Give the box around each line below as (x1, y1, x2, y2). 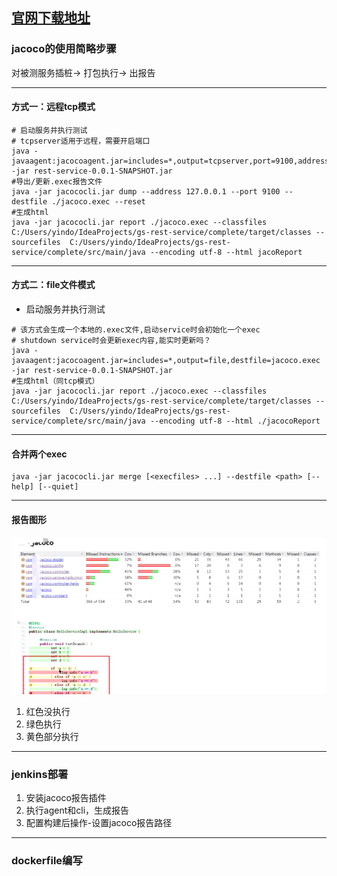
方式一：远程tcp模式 (11, 101, 96, 113)
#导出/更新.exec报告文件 (11, 176, 103, 187)
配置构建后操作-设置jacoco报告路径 (25, 816, 173, 828)
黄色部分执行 (25, 730, 79, 742)
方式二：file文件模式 (11, 279, 96, 291)
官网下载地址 (11, 9, 91, 27)
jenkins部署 (11, 767, 69, 781)
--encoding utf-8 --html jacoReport (149, 247, 303, 257)
